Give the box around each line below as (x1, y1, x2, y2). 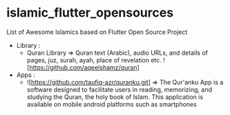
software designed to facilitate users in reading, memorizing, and (26, 85, 212, 94)
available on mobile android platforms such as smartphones (26, 100, 198, 108)
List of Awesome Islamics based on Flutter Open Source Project (6, 28, 188, 36)
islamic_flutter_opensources (6, 5, 174, 21)
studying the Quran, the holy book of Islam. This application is (26, 92, 204, 101)
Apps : (16, 71, 35, 79)
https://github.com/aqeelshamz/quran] (29, 63, 140, 71)
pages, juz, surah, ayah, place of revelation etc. (26, 55, 162, 64)
